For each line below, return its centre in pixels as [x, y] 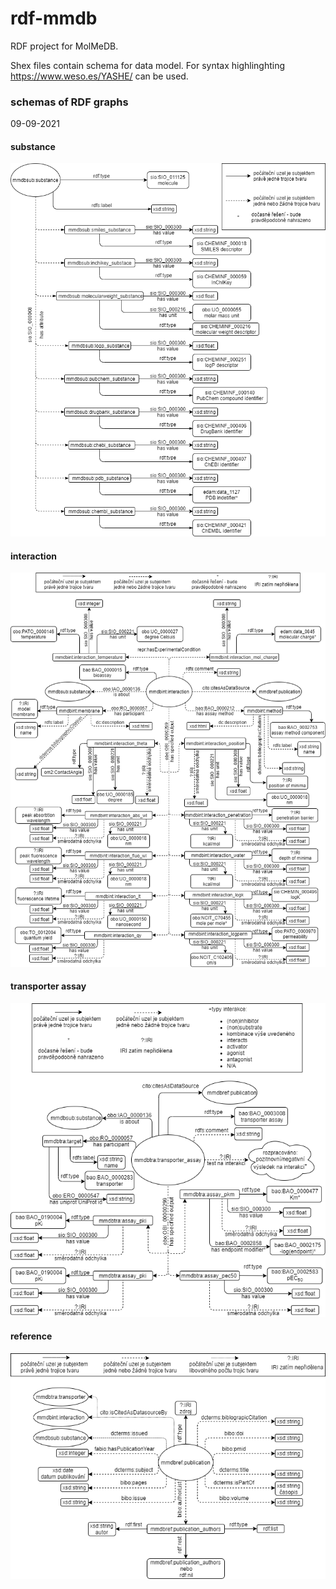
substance [33, 146]
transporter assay [48, 986]
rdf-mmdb [54, 18]
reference [31, 1336]
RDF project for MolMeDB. [64, 46]
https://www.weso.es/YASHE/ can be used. [99, 76]
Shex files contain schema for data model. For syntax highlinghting [148, 65]
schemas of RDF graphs [69, 102]
